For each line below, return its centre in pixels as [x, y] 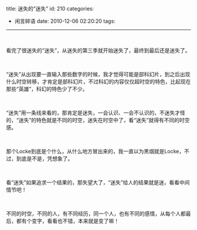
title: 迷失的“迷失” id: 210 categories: [50, 9]
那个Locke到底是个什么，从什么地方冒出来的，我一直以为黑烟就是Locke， [95, 151]
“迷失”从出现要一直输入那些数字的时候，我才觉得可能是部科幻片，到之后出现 [98, 74]
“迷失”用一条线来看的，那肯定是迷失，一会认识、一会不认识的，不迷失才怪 [96, 113]
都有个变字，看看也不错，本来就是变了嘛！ [67, 221]
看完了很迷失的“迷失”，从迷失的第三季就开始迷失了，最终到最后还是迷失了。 [98, 50]
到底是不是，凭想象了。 [45, 158]
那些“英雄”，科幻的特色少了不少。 [47, 89]
